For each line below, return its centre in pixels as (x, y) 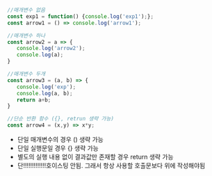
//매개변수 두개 (26, 74)
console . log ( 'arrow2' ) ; (51, 49)
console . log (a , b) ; (44, 93)
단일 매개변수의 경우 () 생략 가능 (60, 139)
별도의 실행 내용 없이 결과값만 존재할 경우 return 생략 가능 (95, 157)
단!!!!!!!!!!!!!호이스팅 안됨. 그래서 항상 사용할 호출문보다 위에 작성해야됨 (111, 166)
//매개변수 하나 (26, 35)
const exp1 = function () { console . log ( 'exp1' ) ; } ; (81, 16)
